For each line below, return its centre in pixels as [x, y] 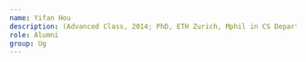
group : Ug [28, 43]
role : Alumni [34, 35]
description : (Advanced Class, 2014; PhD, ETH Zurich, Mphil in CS [140, 26]
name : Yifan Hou [40, 18]
